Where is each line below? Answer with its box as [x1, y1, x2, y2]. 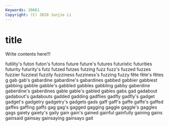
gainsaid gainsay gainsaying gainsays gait [5, 115, 94, 121]
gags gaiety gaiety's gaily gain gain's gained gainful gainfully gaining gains [5, 110, 163, 116]
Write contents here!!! [5, 51, 51, 57]
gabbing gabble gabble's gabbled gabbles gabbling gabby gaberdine [5, 83, 150, 89]
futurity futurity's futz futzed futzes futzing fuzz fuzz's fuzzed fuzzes [5, 66, 151, 72]
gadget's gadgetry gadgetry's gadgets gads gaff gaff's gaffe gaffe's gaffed [5, 99, 164, 105]
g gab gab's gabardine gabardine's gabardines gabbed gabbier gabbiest [5, 77, 158, 83]
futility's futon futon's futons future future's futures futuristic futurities [5, 61, 153, 67]
